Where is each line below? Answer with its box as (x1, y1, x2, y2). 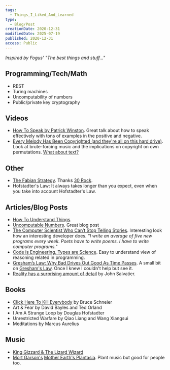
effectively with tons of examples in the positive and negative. (12, 133, 142, 139)
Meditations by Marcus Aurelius (12, 321, 79, 327)
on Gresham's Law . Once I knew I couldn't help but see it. (12, 266, 133, 271)
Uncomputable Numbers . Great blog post (12, 222, 99, 228)
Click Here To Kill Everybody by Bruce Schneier (12, 299, 113, 305)
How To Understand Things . (12, 217, 72, 222)
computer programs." (12, 244, 58, 250)
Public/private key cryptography (12, 99, 80, 105)
